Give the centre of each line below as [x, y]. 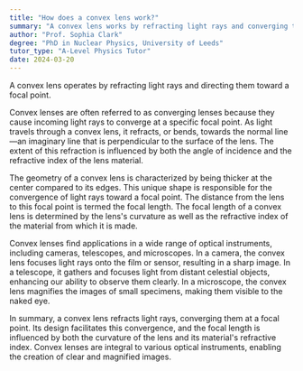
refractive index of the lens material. [77, 160]
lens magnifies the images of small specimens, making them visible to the [146, 291]
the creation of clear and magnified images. [90, 357]
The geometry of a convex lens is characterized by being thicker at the [141, 178]
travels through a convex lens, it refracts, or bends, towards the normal [141, 131]
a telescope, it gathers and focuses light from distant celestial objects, [140, 272]
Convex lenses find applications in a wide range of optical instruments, [141, 243]
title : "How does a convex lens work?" [84, 18]
